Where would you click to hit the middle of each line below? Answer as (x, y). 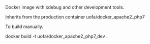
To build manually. (24, 26)
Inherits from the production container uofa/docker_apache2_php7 (75, 17)
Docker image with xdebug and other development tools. (65, 7)
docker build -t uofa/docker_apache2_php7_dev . (56, 36)
